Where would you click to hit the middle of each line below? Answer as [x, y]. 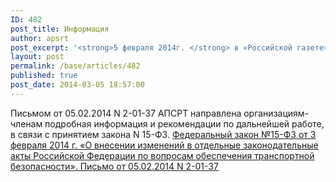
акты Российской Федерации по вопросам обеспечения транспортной [162, 155]
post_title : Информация [60, 29]
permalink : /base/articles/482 [75, 66]
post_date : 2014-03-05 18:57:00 [77, 85]
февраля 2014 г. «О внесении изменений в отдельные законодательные [164, 145]
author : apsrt [40, 38]
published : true [44, 76]
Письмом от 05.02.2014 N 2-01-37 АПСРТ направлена [126, 113]
